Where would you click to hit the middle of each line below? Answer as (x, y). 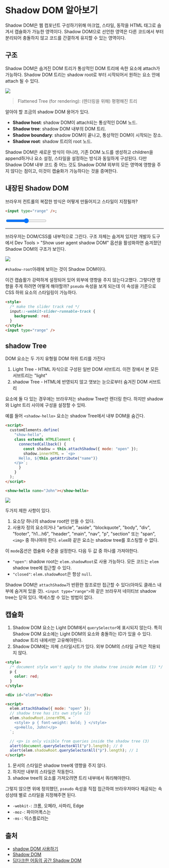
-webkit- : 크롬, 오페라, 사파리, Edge (48, 806)
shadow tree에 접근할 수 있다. (42, 567)
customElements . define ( (34, 430)
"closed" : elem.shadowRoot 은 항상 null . (52, 574)
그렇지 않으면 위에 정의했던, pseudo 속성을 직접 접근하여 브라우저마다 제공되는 (81, 789)
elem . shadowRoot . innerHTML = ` (43, 718)
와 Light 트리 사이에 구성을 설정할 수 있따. (46, 405)
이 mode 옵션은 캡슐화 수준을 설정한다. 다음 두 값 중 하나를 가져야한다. (72, 551)
